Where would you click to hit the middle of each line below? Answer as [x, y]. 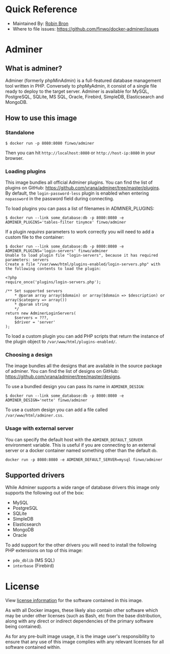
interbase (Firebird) [33, 566]
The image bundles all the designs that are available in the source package [84, 366]
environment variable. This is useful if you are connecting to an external [80, 445]
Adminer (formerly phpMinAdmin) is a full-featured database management [83, 80]
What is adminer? [34, 68]
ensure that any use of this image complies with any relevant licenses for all [85, 642]
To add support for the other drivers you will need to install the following [81, 545]
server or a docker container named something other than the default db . [81, 450]
